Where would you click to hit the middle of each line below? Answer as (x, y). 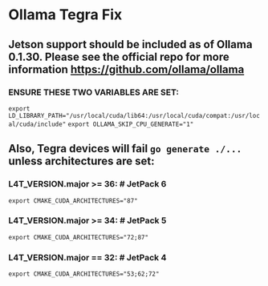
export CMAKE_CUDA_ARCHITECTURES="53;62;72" (84, 274)
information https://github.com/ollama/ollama (126, 69)
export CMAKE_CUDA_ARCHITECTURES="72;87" (79, 237)
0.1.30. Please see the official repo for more (119, 56)
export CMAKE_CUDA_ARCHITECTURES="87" (73, 201)
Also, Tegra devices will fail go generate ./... (125, 149)
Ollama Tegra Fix (65, 15)
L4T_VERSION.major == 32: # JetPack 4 (87, 257)
